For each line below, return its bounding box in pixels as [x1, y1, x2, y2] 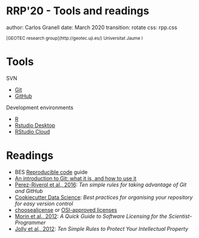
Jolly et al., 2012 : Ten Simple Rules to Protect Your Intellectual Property [14, 225, 188, 232]
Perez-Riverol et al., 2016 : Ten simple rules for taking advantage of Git [14, 181, 187, 188]
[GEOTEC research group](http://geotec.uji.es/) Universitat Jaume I [6, 35, 143, 41]
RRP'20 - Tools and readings [6, 4, 149, 18]
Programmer [14, 218, 46, 226]
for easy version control [14, 200, 73, 207]
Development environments [6, 104, 74, 111]
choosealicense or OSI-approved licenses [14, 206, 117, 213]
